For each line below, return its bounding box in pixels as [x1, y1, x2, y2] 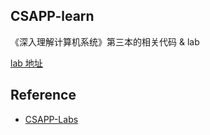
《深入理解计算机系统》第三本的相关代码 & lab [10, 35, 200, 48]
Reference [10, 87, 77, 104]
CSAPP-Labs [24, 113, 79, 125]
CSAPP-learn [10, 8, 95, 25]
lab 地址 [10, 57, 43, 69]
